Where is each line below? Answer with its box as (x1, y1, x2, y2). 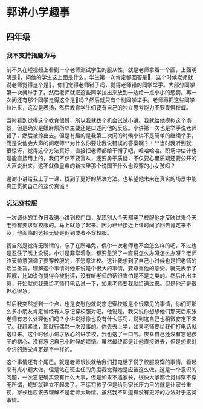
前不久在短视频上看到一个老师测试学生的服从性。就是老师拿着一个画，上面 (6, 66, 192, 73)
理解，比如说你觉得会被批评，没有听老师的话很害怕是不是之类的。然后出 (6, 272, 186, 280)
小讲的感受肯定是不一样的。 (6, 345, 76, 353)
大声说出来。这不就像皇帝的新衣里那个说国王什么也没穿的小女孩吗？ (6, 162, 176, 169)
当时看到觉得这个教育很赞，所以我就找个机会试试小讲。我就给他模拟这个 (6, 116, 186, 124)
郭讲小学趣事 (6, 5, 71, 19)
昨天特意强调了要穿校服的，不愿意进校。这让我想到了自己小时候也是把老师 (6, 257, 192, 264)
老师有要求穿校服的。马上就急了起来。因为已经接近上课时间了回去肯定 (6, 221, 181, 229)
